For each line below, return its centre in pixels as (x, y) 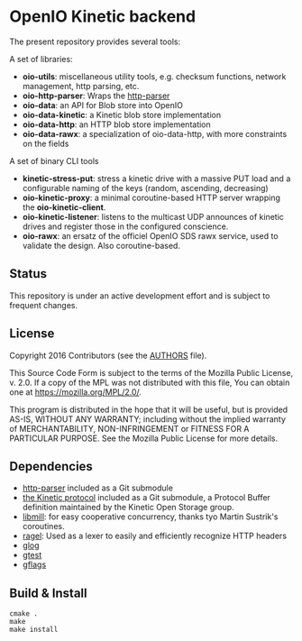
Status (28, 274)
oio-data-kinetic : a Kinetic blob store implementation (122, 114)
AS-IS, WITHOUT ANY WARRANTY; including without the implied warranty (148, 419)
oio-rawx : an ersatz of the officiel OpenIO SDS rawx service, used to (150, 235)
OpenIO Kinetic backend (103, 17)
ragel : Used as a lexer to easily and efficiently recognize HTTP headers (154, 536)
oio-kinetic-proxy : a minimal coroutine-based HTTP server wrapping (151, 197)
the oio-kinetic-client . (64, 207)
